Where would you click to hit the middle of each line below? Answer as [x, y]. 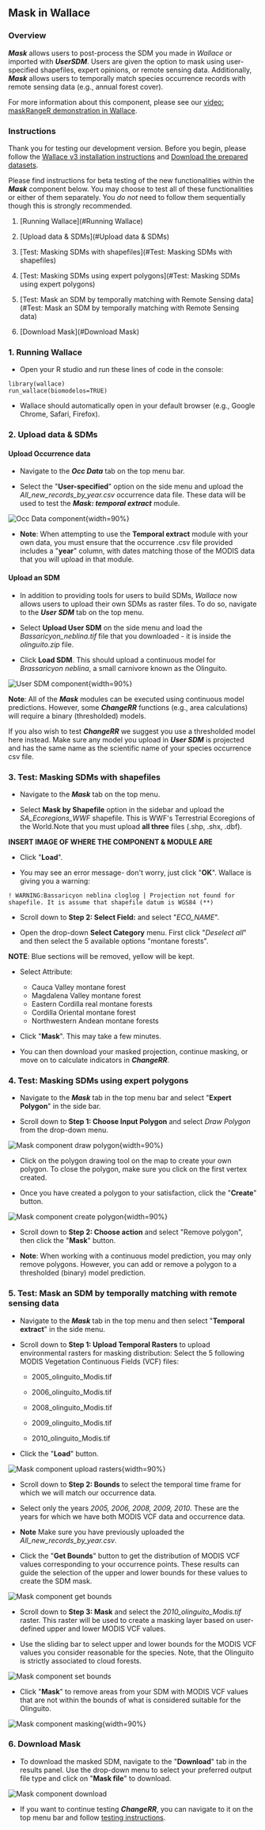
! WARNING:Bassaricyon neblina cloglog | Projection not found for [122, 896]
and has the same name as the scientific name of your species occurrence [130, 748]
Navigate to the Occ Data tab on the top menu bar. [102, 471]
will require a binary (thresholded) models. [77, 716]
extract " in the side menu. [62, 1329]
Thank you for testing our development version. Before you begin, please [127, 148]
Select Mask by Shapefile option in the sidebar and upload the [122, 809]
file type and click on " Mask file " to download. [95, 1778]
